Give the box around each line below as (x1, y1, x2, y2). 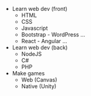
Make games (12, 70, 45, 77)
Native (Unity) (21, 83, 57, 90)
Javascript (21, 24, 48, 32)
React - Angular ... (21, 38, 67, 44)
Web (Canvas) (21, 76, 57, 83)
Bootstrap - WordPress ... (21, 31, 86, 38)
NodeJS (21, 50, 42, 57)
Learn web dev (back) (12, 44, 68, 51)
